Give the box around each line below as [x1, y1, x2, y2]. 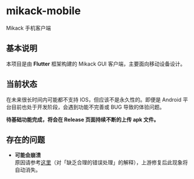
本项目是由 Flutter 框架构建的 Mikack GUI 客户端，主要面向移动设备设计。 [6, 60, 186, 67]
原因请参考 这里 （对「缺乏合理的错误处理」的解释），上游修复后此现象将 [14, 159, 188, 166]
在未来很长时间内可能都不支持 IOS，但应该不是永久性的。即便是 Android [6, 96, 182, 103]
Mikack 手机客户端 [6, 24, 51, 31]
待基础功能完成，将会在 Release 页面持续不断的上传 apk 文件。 [6, 116, 159, 123]
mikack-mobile [6, 4, 81, 18]
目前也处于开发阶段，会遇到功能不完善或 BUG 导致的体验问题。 [11, 103, 165, 110]
